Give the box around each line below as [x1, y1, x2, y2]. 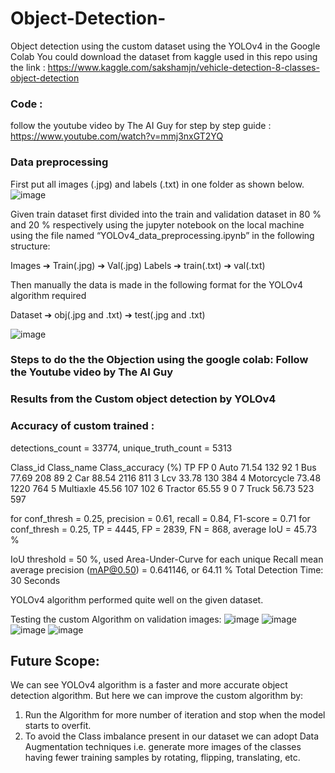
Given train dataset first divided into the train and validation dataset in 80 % [10, 208, 322, 220]
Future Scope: [10, 653, 100, 670]
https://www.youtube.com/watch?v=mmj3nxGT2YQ [10, 130, 224, 142]
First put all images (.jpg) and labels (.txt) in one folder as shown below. [10, 178, 305, 190]
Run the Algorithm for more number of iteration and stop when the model [24, 709, 326, 721]
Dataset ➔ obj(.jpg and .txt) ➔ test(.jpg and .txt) [10, 308, 206, 321]
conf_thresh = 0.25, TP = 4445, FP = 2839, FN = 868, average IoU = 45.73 [10, 523, 318, 535]
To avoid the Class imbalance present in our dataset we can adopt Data [24, 730, 320, 742]
